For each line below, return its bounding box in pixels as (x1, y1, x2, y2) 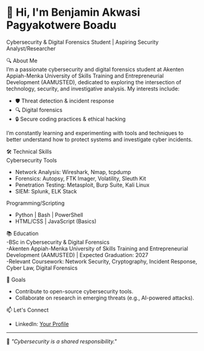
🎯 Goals (6, 276, 26, 283)
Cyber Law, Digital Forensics (6, 264, 78, 272)
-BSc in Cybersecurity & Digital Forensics (6, 238, 110, 246)
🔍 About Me (6, 57, 38, 64)
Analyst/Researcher (6, 45, 56, 52)
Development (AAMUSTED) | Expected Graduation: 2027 (6, 251, 149, 258)
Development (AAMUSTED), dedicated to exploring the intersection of (6, 78, 182, 85)
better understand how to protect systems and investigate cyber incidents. (6, 136, 193, 143)
